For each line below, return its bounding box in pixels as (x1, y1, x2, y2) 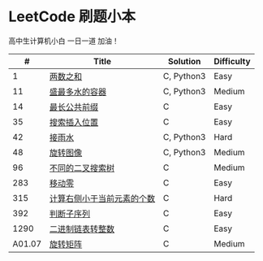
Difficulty (213, 55, 251, 67)
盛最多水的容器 (49, 86, 107, 98)
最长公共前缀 (49, 101, 99, 112)
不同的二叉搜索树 (49, 162, 115, 173)
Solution (167, 55, 201, 67)
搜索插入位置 (49, 116, 99, 128)
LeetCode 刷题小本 (8, 7, 136, 26)
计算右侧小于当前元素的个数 (49, 193, 156, 204)
